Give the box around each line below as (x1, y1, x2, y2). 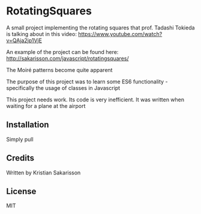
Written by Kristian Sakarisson (6, 169, 81, 176)
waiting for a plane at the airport (6, 102, 86, 109)
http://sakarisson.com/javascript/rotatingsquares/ (6, 55, 129, 62)
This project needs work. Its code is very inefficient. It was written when (6, 96, 185, 103)
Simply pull (6, 135, 34, 143)
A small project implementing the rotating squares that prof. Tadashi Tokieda (6, 24, 195, 31)
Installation (6, 120, 49, 130)
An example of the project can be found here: (6, 48, 119, 55)
